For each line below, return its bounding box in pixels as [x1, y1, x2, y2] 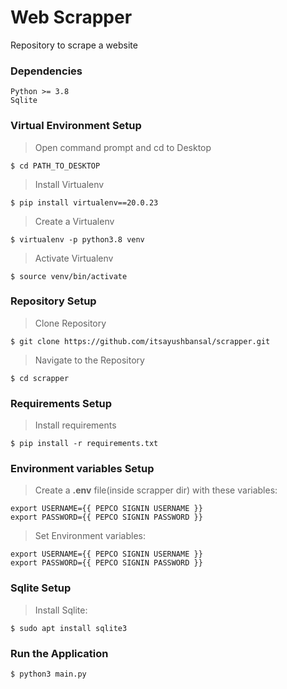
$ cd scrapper [10, 373, 70, 383]
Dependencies [10, 64, 83, 78]
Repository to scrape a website [10, 39, 138, 51]
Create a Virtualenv [34, 215, 115, 227]
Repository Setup [10, 294, 97, 308]
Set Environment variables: [34, 530, 146, 542]
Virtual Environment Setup [10, 119, 142, 133]
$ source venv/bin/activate [10, 271, 128, 281]
